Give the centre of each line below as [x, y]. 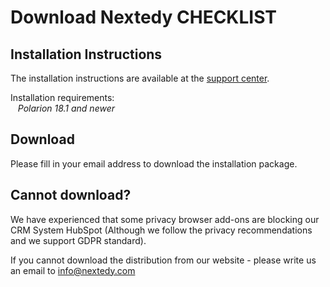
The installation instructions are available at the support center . [140, 78]
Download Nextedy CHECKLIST [144, 17]
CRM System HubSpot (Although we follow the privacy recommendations [161, 230]
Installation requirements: [62, 97]
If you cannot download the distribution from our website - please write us [163, 260]
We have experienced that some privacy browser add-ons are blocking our [165, 219]
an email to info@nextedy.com [73, 270]
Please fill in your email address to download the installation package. [154, 163]
